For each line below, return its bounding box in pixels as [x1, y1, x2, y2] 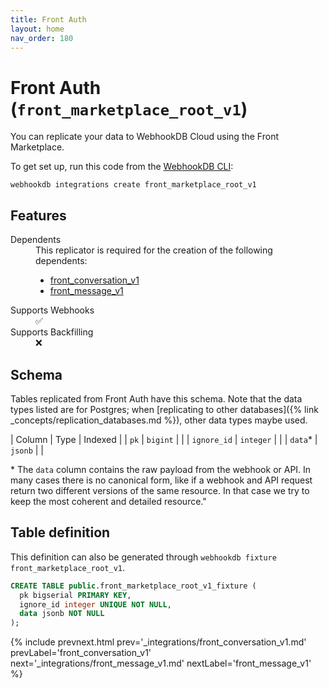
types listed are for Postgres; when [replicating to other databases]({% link [10, 403, 319, 415]
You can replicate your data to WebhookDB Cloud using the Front [10, 131, 279, 143]
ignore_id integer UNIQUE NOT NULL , [19, 599, 172, 610]
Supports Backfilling [10, 326, 94, 338]
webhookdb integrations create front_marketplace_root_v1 [10, 180, 257, 190]
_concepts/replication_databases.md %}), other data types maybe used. [10, 414, 308, 426]
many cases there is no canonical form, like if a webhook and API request [10, 474, 313, 486]
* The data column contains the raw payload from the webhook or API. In [10, 463, 312, 475]
